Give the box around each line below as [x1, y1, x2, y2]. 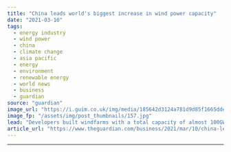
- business [13, 87, 45, 94]
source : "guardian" [7, 100, 63, 107]
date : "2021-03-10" [7, 17, 63, 23]
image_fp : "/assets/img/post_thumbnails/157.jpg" [7, 112, 153, 119]
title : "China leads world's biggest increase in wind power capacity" [7, 10, 217, 17]
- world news [13, 80, 51, 87]
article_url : [7, 125, 45, 132]
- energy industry [13, 29, 67, 36]
